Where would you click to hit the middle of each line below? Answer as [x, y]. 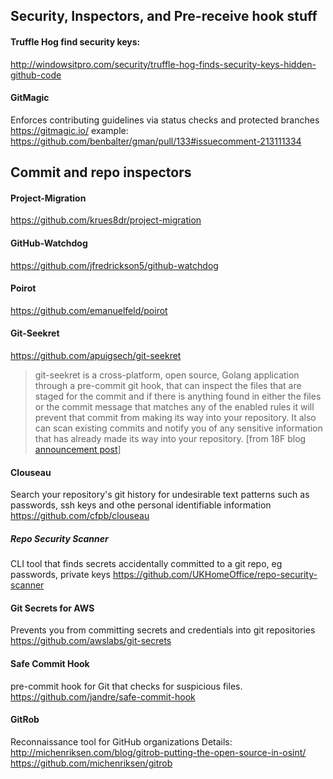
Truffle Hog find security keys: [75, 41]
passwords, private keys [61, 575]
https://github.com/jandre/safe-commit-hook [103, 696]
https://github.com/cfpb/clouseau [80, 516]
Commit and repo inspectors [101, 172]
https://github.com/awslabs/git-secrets [91, 641]
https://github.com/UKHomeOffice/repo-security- [215, 575]
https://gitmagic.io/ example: [69, 130]
